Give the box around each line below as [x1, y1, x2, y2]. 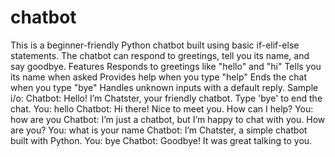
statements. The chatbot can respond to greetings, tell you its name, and [10, 49, 310, 61]
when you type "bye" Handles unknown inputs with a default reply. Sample [10, 81, 319, 93]
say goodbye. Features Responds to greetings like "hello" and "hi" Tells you [10, 60, 322, 72]
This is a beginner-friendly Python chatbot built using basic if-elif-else [10, 39, 300, 51]
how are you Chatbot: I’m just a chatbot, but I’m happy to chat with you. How [10, 113, 326, 125]
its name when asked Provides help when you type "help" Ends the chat [10, 71, 307, 83]
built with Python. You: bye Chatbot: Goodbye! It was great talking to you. [10, 134, 313, 146]
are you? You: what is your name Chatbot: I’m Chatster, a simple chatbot [10, 124, 308, 136]
